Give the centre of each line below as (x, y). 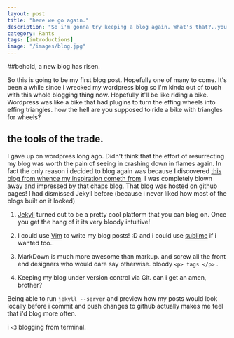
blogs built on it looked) (41, 201)
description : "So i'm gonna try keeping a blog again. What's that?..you (117, 27)
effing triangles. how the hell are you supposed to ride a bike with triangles (115, 110)
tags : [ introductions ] (40, 40)
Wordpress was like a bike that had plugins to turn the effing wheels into (111, 102)
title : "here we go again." (48, 20)
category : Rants (31, 33)
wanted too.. (35, 243)
